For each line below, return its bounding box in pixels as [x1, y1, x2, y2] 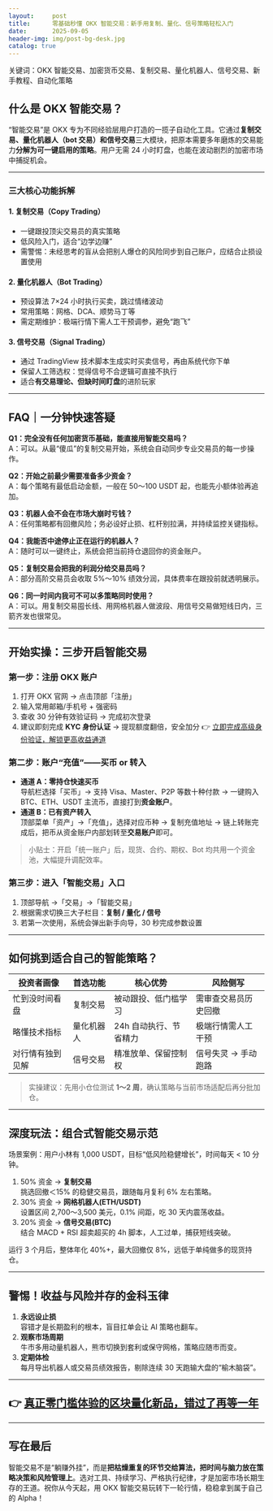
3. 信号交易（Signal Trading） [8, 336, 110, 346]
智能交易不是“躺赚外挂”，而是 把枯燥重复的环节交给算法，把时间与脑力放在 [8, 1462, 258, 1472]
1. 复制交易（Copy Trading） [8, 206, 106, 216]
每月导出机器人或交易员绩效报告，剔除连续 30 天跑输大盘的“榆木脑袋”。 [19, 1362, 261, 1372]
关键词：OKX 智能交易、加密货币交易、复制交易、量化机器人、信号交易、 [8, 66, 253, 76]
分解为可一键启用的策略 [15, 145, 94, 154]
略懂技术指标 [12, 1027, 63, 1038]
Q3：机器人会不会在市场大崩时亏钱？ [8, 509, 132, 518]
